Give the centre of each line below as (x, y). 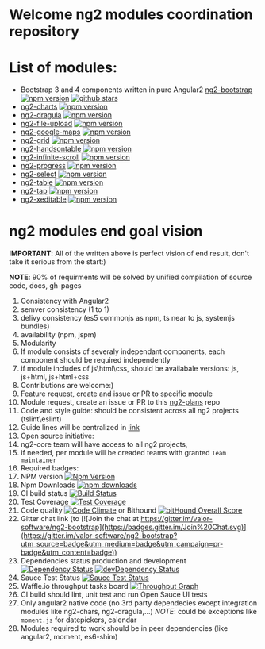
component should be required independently (96, 360)
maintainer (38, 461)
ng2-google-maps (50, 132)
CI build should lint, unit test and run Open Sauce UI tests (114, 595)
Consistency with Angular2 (65, 301)
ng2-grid (35, 140)
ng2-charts (39, 107)
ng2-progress (43, 166)
